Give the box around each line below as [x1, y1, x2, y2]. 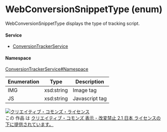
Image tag [72, 87, 97, 94]
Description [75, 78, 105, 85]
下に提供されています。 [5, 121, 54, 127]
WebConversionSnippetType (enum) [5, 4, 163, 15]
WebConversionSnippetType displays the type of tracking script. [5, 20, 140, 26]
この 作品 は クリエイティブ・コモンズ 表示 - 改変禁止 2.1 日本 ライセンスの [5, 115, 161, 121]
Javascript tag [72, 95, 107, 102]
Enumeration [8, 78, 39, 85]
